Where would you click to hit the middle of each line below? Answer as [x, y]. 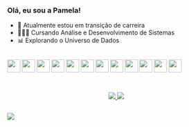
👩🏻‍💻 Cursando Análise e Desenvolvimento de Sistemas [96, 32]
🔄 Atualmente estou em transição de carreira [81, 26]
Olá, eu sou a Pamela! [44, 10]
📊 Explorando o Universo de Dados [68, 41]
